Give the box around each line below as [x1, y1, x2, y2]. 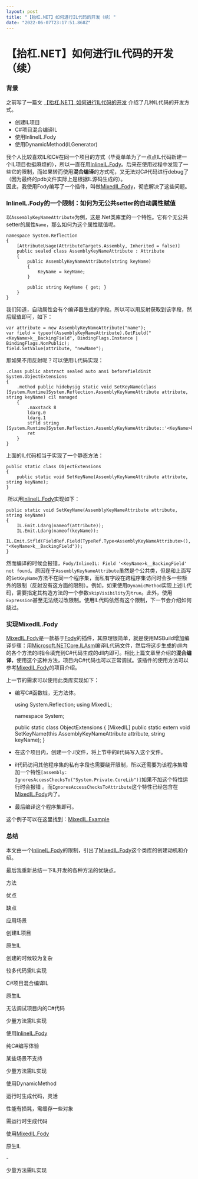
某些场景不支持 [6, 1054, 42, 1062]
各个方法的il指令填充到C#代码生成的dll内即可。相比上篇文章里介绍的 [11, 649, 177, 657]
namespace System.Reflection [6, 233, 78, 239]
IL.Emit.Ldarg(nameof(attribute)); [16, 523, 104, 529]
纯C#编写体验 [6, 1042, 39, 1049]
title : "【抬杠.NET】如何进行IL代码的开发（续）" [6, 14, 116, 20]
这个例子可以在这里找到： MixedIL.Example [6, 816, 110, 823]
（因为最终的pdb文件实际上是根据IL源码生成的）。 [6, 175, 126, 182]
